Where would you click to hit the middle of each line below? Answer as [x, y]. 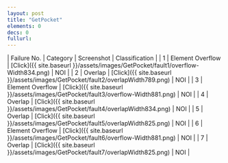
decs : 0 [18, 32]
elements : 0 [24, 26]
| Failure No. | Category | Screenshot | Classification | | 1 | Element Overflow [114, 58]
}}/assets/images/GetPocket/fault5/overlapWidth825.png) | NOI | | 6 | [105, 123]
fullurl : [20, 39]
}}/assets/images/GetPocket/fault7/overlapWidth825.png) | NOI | [99, 152]
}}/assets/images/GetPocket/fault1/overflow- [136, 65]
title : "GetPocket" [35, 20]
